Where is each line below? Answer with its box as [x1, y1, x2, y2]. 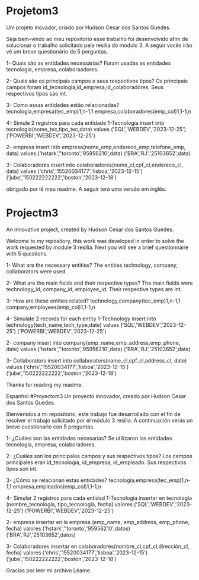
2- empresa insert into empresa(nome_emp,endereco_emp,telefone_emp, [6, 143, 186, 150]
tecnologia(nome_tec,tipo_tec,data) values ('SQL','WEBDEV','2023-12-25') [6, 125, 187, 133]
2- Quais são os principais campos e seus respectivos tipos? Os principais [6, 77, 188, 84]
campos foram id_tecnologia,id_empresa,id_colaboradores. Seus [6, 83, 164, 90]
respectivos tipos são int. [6, 90, 68, 97]
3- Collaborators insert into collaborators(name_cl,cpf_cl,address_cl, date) [6, 357, 187, 364]
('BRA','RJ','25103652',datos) [6, 531, 76, 538]
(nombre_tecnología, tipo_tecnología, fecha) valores [6, 500, 133, 508]
